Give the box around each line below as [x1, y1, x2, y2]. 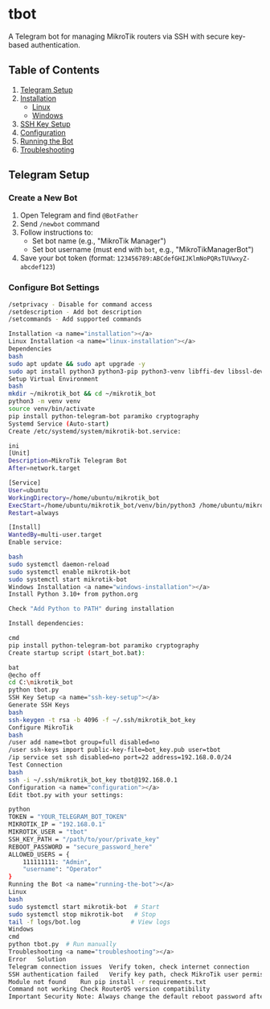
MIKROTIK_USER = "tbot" [8, 828, 88, 837]
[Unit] [8, 449, 31, 458]
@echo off [8, 671, 42, 679]
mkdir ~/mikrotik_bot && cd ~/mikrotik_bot [8, 390, 157, 398]
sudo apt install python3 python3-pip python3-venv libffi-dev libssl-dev [8, 367, 264, 376]
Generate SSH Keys [8, 701, 70, 709]
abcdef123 [19, 264, 54, 272]
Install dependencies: [8, 620, 84, 628]
